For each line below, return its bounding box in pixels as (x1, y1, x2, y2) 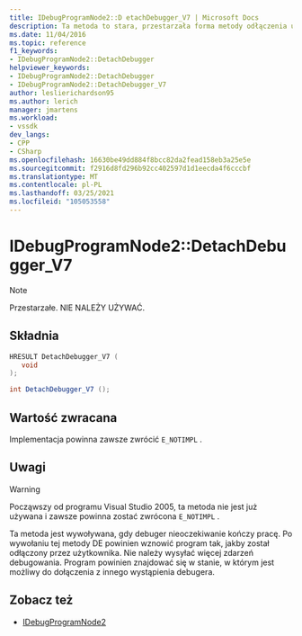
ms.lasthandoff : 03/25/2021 (9, 189, 115, 198)
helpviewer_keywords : (9, 64, 91, 73)
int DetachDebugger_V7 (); (9, 385, 111, 394)
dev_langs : (9, 130, 50, 139)
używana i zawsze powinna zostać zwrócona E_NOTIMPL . (9, 510, 220, 522)
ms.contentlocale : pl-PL (9, 181, 102, 190)
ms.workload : (9, 113, 58, 122)
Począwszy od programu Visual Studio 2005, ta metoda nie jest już (9, 501, 258, 512)
